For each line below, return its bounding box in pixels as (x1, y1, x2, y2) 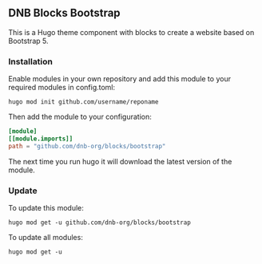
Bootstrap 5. (8, 36, 49, 45)
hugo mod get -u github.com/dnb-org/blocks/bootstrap (8, 219, 192, 227)
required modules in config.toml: (8, 83, 116, 93)
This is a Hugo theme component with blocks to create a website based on (8, 27, 255, 37)
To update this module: (8, 203, 84, 213)
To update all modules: (8, 233, 84, 242)
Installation (8, 56, 54, 67)
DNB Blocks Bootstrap (8, 6, 121, 20)
